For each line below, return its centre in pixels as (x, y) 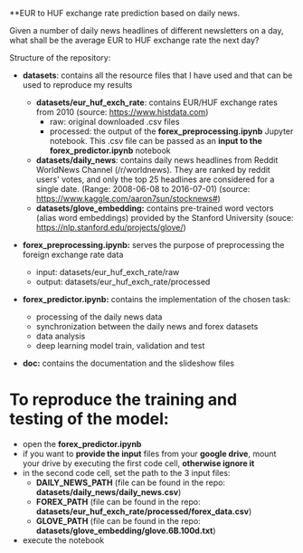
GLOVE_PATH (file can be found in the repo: (118, 520)
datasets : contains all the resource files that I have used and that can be (157, 75)
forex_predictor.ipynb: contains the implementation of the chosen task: (156, 299)
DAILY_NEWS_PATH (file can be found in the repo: (131, 482)
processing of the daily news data (99, 317)
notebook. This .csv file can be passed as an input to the (156, 141)
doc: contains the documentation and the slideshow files (128, 363)
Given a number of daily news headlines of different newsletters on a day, (147, 30)
